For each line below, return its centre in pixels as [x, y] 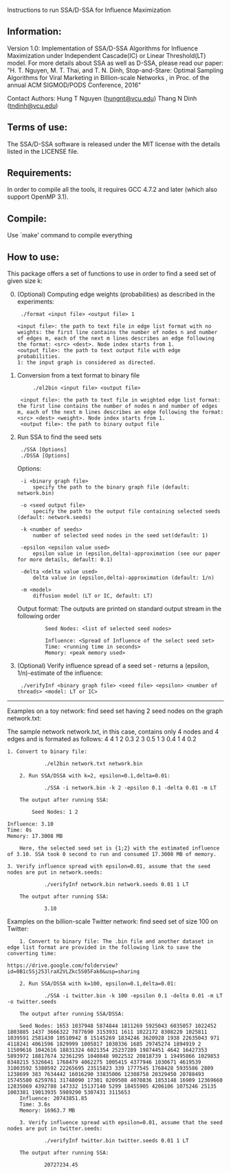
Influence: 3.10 [30, 824]
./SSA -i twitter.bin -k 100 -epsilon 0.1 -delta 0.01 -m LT [133, 996]
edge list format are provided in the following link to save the [104, 948]
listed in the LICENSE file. [43, 151]
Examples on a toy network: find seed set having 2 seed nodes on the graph [115, 711]
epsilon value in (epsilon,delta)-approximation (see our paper [127, 554]
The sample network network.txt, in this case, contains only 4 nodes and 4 [113, 732]
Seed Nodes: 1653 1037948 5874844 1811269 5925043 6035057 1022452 [118, 1026]
